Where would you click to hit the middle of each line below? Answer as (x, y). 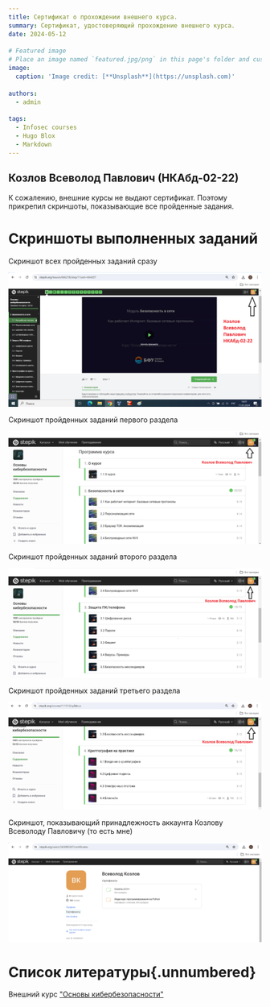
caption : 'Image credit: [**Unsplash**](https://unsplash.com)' (125, 77)
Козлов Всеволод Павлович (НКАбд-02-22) (124, 178)
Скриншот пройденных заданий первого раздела (93, 420)
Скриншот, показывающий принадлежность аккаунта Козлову (116, 823)
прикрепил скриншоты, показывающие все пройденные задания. (121, 206)
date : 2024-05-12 (37, 34)
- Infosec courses (47, 128)
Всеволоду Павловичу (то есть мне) (71, 831)
